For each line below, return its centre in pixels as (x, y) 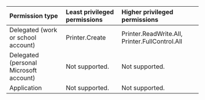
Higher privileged (148, 12)
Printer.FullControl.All (152, 41)
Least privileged (90, 12)
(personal (23, 62)
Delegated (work (34, 30)
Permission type (34, 16)
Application (26, 88)
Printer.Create (86, 37)
